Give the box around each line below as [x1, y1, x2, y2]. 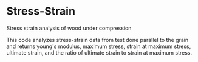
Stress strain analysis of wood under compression [6, 24, 132, 32]
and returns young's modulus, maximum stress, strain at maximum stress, [6, 43, 191, 50]
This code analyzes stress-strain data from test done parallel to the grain [6, 36, 189, 43]
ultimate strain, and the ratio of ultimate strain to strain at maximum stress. [6, 49, 193, 56]
